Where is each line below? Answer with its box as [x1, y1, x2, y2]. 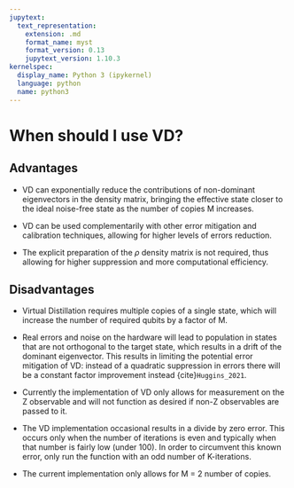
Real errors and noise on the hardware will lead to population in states [21, 332, 277, 342]
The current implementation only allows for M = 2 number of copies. [21, 468, 272, 479]
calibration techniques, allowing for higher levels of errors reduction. [21, 230, 273, 240]
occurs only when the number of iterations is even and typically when [21, 432, 277, 444]
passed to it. [21, 405, 68, 417]
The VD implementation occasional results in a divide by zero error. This [21, 423, 285, 434]
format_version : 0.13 [25, 46, 104, 55]
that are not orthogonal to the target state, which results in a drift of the [21, 342, 282, 352]
